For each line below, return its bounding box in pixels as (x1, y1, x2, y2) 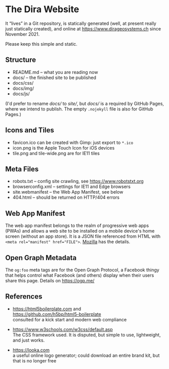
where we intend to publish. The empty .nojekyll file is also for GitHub (5, 105, 153, 112)
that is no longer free (12, 357, 57, 363)
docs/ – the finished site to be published (12, 75, 96, 81)
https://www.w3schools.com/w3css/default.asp (12, 326, 113, 333)
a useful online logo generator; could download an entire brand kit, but (12, 352, 160, 358)
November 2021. (5, 31, 40, 37)
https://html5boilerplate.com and (12, 306, 81, 312)
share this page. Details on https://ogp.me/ (5, 278, 95, 283)
